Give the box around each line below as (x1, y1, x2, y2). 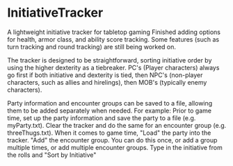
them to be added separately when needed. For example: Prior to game (7, 106, 212, 115)
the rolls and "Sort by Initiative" (7, 151, 97, 159)
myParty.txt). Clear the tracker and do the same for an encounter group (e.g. (7, 121, 227, 129)
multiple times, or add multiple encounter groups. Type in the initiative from (7, 143, 223, 151)
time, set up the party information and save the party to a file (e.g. (7, 113, 196, 122)
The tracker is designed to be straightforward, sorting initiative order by (7, 56, 212, 64)
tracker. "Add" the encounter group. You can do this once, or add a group (7, 135, 218, 144)
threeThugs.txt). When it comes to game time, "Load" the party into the (7, 128, 211, 137)
